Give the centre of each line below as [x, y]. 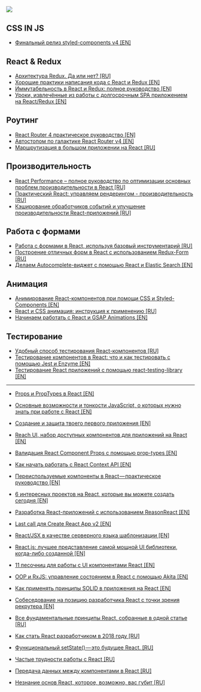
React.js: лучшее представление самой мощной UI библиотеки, [96, 547]
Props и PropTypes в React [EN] [54, 394]
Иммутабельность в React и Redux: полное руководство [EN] [93, 89]
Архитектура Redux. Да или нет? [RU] [63, 76]
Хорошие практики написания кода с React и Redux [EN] [87, 82]
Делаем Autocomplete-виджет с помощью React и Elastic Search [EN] [104, 265]
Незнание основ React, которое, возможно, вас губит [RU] [90, 682]
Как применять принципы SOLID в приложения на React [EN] [93, 588]
